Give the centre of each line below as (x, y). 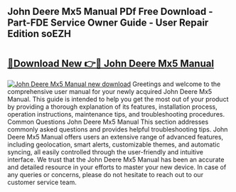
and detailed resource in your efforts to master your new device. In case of (117, 167)
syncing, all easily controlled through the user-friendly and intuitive (106, 152)
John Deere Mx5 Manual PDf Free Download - (110, 12)
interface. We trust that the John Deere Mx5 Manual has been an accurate (116, 160)
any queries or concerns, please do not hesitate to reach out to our (106, 175)
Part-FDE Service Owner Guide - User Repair (108, 23)
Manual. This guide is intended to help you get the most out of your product (118, 99)
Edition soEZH (39, 34)
